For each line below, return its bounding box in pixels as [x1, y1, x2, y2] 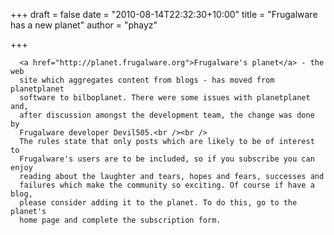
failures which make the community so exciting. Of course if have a [19, 180, 315, 190]
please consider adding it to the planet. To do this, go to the [19, 198, 298, 208]
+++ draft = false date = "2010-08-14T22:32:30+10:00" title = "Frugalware [10, 9, 318, 20]
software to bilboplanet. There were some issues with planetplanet [19, 93, 311, 103]
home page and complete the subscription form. [19, 215, 222, 225]
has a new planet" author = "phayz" [10, 19, 158, 31]
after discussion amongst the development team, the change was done [19, 110, 315, 120]
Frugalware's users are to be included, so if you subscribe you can [19, 154, 315, 164]
